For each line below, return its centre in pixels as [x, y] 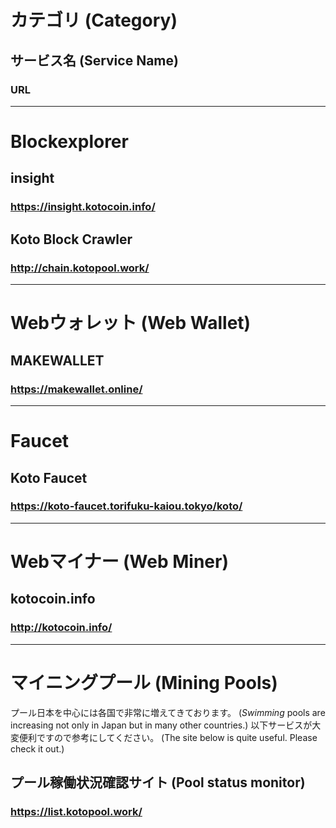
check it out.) [37, 748]
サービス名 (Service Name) [94, 60]
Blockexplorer [69, 142]
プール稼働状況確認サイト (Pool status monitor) [158, 782]
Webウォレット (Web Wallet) [131, 323]
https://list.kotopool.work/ [76, 811]
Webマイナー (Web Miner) [119, 562]
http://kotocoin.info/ [61, 628]
